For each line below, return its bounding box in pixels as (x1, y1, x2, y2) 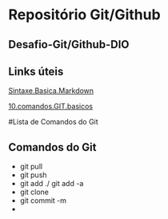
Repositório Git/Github (8, 6, 162, 24)
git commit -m (19, 196, 66, 205)
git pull (19, 162, 42, 172)
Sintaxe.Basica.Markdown (8, 86, 94, 95)
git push (19, 170, 47, 180)
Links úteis (8, 64, 64, 78)
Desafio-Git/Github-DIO (8, 38, 130, 51)
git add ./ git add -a (19, 179, 84, 189)
